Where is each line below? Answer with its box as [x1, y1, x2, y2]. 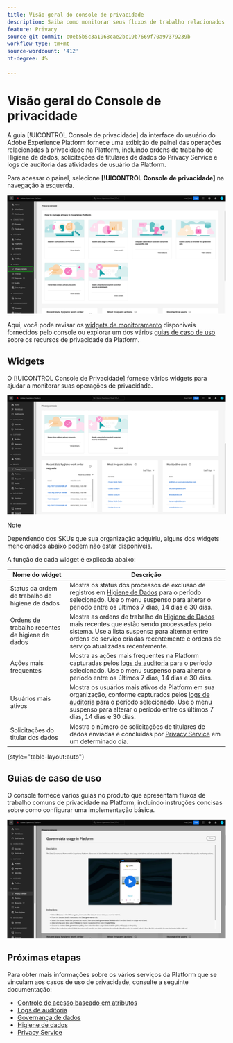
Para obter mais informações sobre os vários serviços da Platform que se [7, 970, 217, 979]
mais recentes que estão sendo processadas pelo [69, 619, 212, 628]
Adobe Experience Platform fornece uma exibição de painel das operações [7, 138, 222, 146]
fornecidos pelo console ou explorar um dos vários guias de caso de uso [7, 328, 216, 336]
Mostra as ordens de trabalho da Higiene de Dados [69, 612, 215, 621]
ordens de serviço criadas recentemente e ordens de [69, 635, 221, 643]
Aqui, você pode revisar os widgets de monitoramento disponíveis [7, 320, 196, 329]
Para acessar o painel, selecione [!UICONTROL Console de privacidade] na [7, 173, 224, 182]
